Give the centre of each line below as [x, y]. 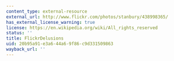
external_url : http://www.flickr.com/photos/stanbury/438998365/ [87, 17]
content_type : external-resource [47, 11]
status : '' [19, 33]
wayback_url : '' [26, 49]
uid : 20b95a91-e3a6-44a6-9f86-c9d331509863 [60, 44]
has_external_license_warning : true [51, 22]
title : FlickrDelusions [35, 38]
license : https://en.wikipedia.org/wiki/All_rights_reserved [82, 28]
